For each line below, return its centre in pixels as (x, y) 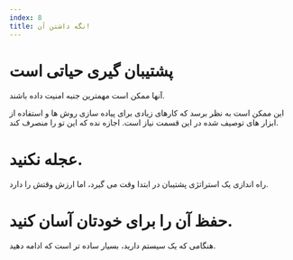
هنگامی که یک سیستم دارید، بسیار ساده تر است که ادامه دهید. (113, 246)
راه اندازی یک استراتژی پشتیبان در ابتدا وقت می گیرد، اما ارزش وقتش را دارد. (139, 184)
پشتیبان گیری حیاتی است (92, 71)
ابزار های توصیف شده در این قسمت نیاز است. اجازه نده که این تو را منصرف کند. (144, 123)
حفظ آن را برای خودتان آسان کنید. (121, 221)
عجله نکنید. (46, 159)
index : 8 (26, 18)
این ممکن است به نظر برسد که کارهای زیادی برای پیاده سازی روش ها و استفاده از (147, 113)
